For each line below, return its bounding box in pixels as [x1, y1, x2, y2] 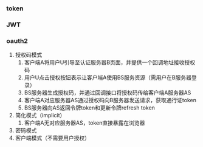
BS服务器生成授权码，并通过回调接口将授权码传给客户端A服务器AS [24, 89, 191, 96]
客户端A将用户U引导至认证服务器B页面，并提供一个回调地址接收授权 [24, 59, 196, 66]
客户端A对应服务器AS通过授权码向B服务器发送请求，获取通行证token [24, 97, 196, 104]
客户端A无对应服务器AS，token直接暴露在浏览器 [24, 119, 145, 126]
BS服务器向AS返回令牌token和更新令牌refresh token [24, 104, 155, 111]
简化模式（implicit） [15, 112, 66, 119]
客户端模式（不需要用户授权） [15, 134, 90, 142]
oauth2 [6, 36, 29, 45]
